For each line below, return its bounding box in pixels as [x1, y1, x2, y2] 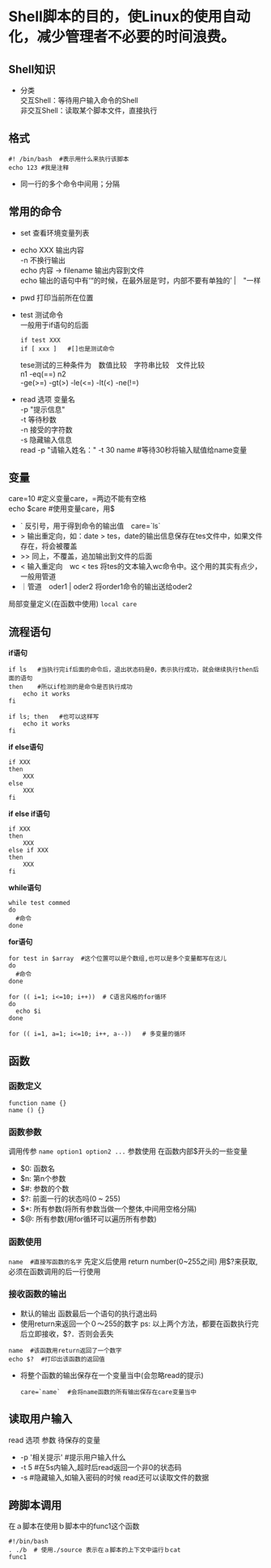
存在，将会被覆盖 [19, 542, 78, 551]
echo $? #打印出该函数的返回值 [8, 1355, 105, 1363]
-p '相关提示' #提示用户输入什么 [19, 1452, 126, 1462]
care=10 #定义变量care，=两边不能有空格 [8, 494, 147, 504]
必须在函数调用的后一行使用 [8, 1266, 101, 1276]
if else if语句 [8, 809, 50, 818]
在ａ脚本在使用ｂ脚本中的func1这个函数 [8, 1521, 140, 1531]
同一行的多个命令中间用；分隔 [19, 179, 120, 189]
